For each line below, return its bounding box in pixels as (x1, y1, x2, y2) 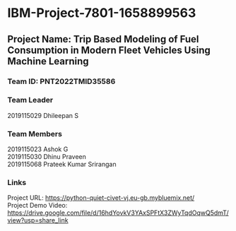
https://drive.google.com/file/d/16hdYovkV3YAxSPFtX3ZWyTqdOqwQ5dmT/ (7, 208, 229, 217)
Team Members (7, 129, 62, 138)
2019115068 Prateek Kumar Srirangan (7, 160, 117, 169)
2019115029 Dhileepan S (7, 111, 79, 119)
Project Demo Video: (7, 201, 68, 210)
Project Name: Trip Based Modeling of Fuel (7, 33, 199, 45)
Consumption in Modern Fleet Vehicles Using (7, 44, 211, 56)
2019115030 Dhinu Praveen (7, 153, 87, 161)
